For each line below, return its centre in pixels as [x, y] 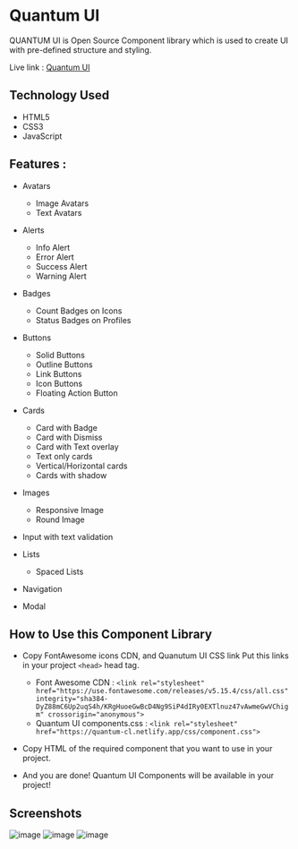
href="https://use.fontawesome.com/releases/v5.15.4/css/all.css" [162, 691]
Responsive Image [70, 510]
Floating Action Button [77, 393]
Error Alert [55, 257]
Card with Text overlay [77, 446]
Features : [38, 164]
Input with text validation [68, 536]
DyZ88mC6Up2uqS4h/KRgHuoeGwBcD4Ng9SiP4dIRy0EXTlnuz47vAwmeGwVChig [162, 707]
